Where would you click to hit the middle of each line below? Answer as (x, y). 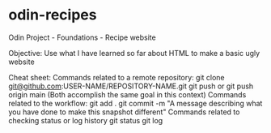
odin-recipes (53, 15)
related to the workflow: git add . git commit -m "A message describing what (135, 103)
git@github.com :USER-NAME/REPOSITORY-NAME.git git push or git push (131, 86)
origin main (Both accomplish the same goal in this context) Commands (127, 94)
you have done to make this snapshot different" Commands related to (124, 112)
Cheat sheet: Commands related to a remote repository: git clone (116, 77)
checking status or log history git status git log (86, 120)
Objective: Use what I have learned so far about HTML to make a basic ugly (134, 53)
